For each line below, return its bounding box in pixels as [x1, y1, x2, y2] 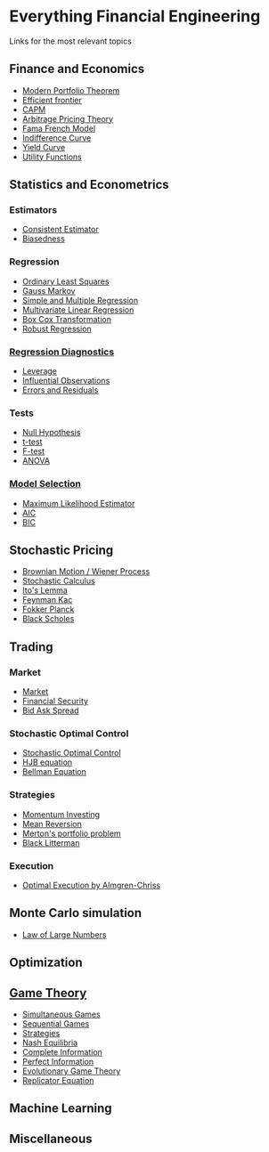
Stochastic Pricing [9, 543, 114, 558]
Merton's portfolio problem [21, 828, 122, 839]
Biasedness [21, 233, 65, 244]
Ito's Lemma [21, 585, 69, 596]
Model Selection [9, 478, 82, 491]
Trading [9, 639, 53, 654]
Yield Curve [21, 142, 66, 152]
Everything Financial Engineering [9, 6, 261, 27]
